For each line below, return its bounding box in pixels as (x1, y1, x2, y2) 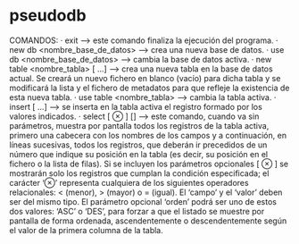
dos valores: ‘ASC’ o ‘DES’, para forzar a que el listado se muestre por (9, 206, 265, 216)
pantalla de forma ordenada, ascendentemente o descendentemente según (9, 215, 287, 226)
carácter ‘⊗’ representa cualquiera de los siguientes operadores (9, 177, 249, 188)
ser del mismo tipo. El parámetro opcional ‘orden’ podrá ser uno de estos (9, 196, 277, 206)
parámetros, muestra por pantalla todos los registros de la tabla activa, (9, 120, 270, 130)
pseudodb (9, 5, 87, 26)
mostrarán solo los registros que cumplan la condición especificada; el (9, 167, 270, 179)
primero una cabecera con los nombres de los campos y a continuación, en (9, 130, 287, 140)
